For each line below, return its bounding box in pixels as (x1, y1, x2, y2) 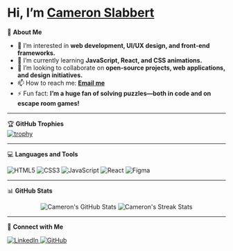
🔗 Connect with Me (7, 222, 64, 231)
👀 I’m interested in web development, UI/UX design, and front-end (17, 41, 210, 49)
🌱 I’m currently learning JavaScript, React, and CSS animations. (17, 56, 202, 64)
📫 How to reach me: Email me (17, 79, 105, 87)
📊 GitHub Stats (7, 186, 53, 195)
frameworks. (17, 49, 55, 57)
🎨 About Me (7, 28, 42, 36)
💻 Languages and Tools (7, 149, 78, 158)
